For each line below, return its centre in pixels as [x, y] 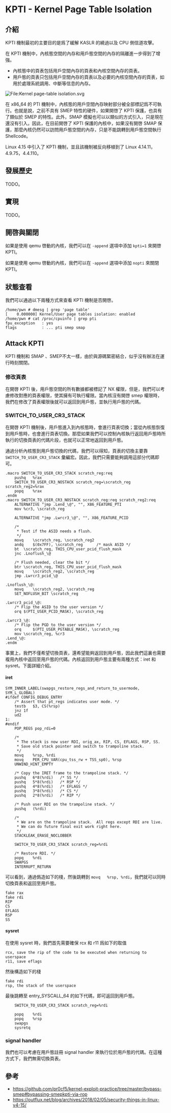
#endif [12, 724]
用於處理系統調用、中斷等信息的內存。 [53, 83]
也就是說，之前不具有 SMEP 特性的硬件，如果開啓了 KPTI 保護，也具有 [88, 110]
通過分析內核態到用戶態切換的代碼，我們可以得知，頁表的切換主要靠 [77, 451]
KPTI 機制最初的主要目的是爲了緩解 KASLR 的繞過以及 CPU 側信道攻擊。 [81, 43]
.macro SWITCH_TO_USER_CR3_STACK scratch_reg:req [59, 473]
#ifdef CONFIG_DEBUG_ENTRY [34, 697]
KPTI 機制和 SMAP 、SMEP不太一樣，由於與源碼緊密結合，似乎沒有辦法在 [83, 356]
